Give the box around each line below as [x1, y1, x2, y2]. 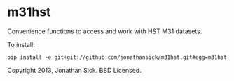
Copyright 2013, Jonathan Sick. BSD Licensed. [7, 66, 142, 74]
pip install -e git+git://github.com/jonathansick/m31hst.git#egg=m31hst [7, 53, 228, 61]
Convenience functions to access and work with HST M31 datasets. [7, 27, 202, 35]
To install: [7, 40, 35, 48]
